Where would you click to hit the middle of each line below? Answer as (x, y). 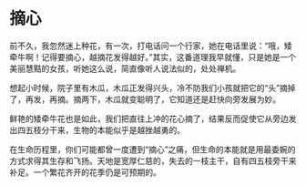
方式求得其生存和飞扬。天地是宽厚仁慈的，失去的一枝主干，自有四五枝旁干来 (153, 160)
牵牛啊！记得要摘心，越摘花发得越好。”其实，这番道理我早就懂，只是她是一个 (153, 57)
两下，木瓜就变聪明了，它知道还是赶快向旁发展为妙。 (180, 99)
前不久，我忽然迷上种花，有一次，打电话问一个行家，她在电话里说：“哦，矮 (151, 46)
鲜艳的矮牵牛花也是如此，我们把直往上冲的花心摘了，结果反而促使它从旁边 (149, 119)
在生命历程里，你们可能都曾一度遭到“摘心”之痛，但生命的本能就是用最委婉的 (153, 149)
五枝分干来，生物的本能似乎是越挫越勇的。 (105, 129)
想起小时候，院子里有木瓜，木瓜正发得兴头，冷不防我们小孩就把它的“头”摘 (149, 88)
